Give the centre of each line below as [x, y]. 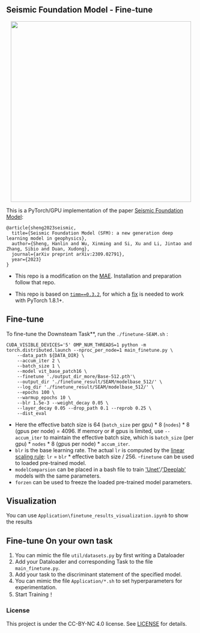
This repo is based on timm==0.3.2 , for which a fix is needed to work [99, 294]
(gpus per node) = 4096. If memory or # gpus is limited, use [89, 431]
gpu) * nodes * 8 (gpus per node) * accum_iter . [72, 444]
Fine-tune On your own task [59, 541]
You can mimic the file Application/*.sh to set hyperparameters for [98, 581]
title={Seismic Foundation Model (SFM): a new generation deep [92, 233]
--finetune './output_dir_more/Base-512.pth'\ [76, 376]
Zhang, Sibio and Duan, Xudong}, [48, 249]
